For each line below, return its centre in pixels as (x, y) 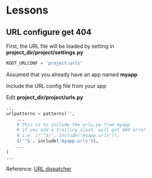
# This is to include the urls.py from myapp (74, 124)
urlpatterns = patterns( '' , (41, 113)
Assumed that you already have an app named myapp (72, 74)
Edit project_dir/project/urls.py (45, 97)
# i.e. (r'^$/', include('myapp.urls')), (68, 136)
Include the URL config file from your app (56, 85)
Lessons (27, 10)
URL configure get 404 (49, 32)
